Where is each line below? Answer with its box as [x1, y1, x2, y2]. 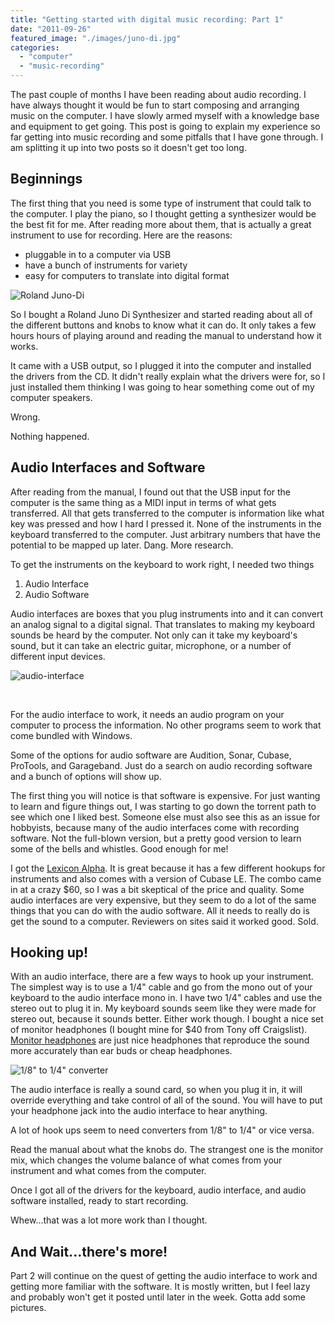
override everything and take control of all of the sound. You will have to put [10, 1094, 323, 1106]
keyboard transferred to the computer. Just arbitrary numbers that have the [10, 528, 321, 540]
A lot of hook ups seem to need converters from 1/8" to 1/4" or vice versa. [10, 1124, 315, 1136]
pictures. [10, 1302, 47, 1314]
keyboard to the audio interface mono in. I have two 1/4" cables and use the [10, 992, 323, 1004]
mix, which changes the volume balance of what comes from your [10, 1154, 283, 1166]
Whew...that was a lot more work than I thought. [10, 1214, 208, 1226]
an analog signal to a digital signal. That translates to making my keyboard [10, 618, 316, 630]
